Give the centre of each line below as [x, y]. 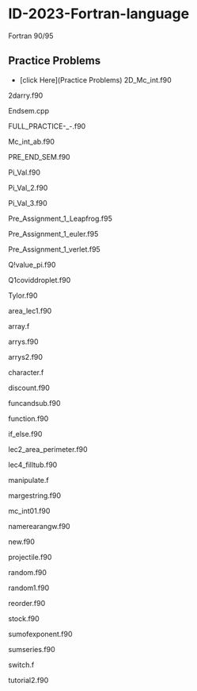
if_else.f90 [25, 434]
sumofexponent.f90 [40, 634]
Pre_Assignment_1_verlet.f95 [54, 249]
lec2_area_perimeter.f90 [48, 449]
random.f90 [28, 572]
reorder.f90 [27, 603]
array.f [19, 326]
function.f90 [28, 419]
